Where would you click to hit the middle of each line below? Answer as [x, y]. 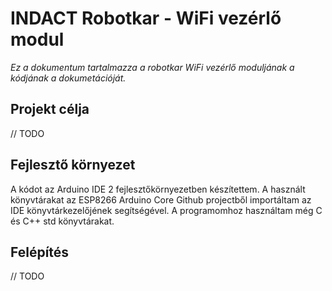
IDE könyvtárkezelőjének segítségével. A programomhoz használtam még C [166, 210]
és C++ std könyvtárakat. [62, 221]
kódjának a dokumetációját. [68, 78]
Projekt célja [50, 109]
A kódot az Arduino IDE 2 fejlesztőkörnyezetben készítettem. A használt [158, 189]
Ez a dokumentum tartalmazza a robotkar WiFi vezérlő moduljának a [152, 67]
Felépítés [40, 252]
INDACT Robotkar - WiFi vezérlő [146, 18]
